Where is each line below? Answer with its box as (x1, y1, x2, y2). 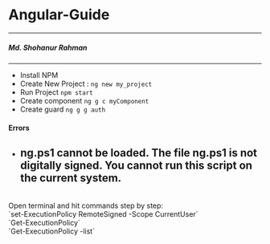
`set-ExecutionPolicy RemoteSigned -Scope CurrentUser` (8, 209, 198, 219)
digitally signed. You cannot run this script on (19, 158, 253, 172)
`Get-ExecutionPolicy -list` (8, 226, 95, 236)
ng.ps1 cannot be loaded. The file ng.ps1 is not (19, 146, 258, 160)
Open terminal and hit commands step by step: (8, 201, 163, 210)
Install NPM (19, 70, 59, 79)
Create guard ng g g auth (19, 104, 106, 114)
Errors (8, 123, 30, 132)
